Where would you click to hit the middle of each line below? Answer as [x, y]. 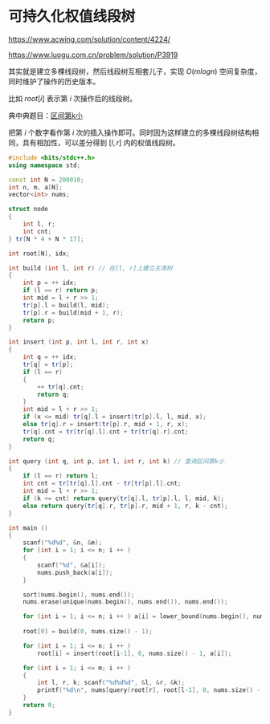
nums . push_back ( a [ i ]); [75, 572]
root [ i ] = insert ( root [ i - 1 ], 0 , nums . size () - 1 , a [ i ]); [135, 653]
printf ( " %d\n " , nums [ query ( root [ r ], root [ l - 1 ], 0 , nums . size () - [149, 690]
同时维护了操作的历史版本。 [54, 81]
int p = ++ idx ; [50, 283]
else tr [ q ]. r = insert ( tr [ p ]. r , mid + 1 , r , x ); [106, 425]
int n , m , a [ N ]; [35, 187]
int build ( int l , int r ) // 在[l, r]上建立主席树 [90, 268]
